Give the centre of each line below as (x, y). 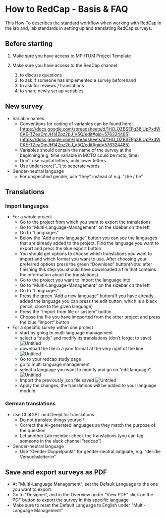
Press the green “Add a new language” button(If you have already (86, 296)
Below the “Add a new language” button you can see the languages (88, 238)
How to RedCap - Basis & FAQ (67, 9)
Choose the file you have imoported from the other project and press (90, 317)
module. (28, 391)
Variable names (28, 118)
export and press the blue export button (60, 249)
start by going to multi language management (66, 333)
